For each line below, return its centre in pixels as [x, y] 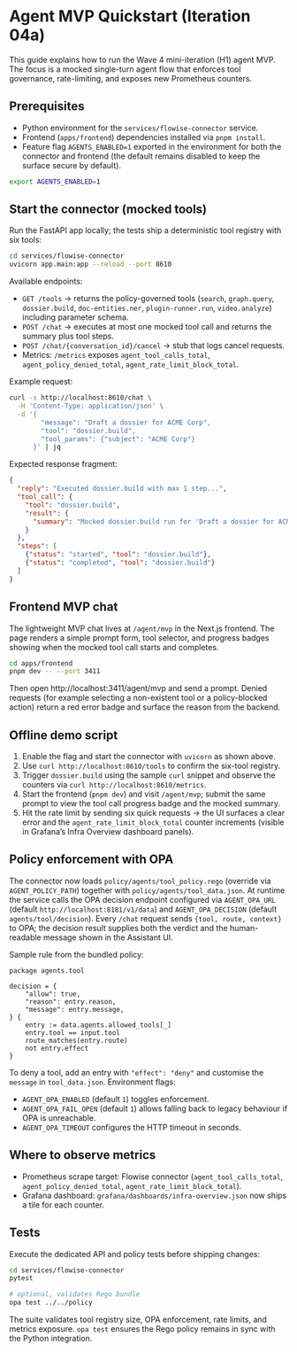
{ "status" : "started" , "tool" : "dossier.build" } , [118, 555]
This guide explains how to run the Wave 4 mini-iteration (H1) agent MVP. [142, 59]
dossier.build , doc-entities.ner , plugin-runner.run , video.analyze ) [147, 308]
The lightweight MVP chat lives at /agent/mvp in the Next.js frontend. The [142, 628]
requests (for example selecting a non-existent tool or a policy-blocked [138, 698]
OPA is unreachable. [59, 1117]
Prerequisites [47, 107]
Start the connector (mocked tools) [108, 210]
